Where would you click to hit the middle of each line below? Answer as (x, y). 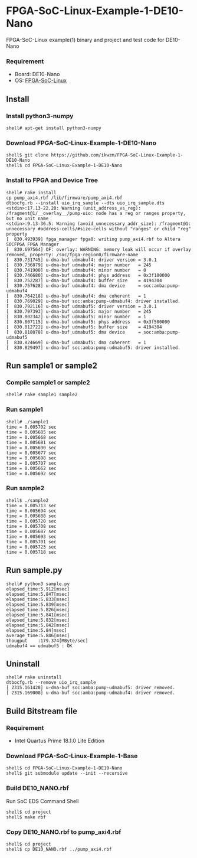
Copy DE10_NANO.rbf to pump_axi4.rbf (64, 832)
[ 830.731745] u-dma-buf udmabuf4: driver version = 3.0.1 (82, 260)
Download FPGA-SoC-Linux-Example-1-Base (72, 756)
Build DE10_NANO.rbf (37, 788)
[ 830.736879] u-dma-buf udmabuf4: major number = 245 (79, 265)
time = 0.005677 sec (32, 453)
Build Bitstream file (42, 711)
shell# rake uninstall (34, 677)
